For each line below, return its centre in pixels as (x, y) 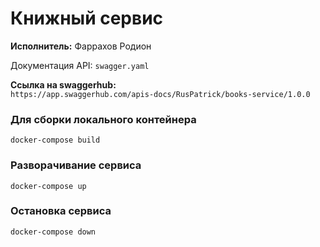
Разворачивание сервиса (76, 165)
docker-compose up (48, 186)
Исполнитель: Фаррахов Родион (81, 46)
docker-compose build (55, 140)
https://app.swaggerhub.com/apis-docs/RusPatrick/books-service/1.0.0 (160, 94)
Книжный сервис (87, 18)
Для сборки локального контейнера (103, 119)
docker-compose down (53, 232)
